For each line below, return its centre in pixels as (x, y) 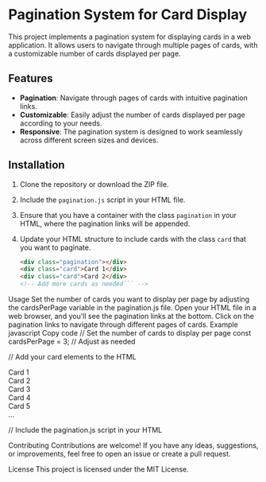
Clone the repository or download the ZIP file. (94, 184)
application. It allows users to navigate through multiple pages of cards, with (133, 45)
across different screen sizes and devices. (89, 140)
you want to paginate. (55, 247)
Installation (37, 165)
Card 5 (19, 406)
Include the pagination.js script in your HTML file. (102, 200)
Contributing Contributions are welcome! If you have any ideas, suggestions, (133, 445)
